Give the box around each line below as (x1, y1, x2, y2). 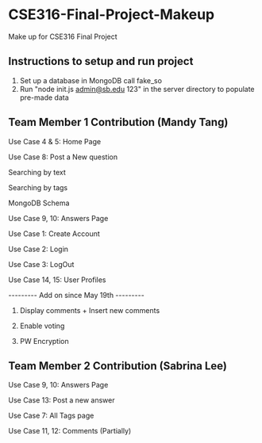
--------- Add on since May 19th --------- (8, 290, 144, 300)
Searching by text (8, 167, 66, 177)
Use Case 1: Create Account (8, 228, 101, 239)
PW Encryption (19, 336, 69, 346)
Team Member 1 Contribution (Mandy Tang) (8, 116, 229, 129)
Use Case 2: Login (8, 244, 69, 254)
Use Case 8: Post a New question (8, 152, 118, 162)
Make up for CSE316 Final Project (8, 32, 118, 41)
